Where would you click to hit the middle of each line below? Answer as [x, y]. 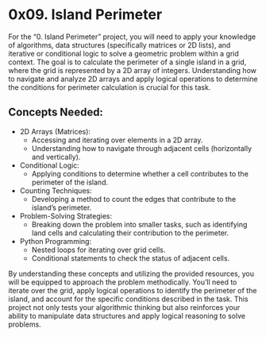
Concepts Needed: [56, 112]
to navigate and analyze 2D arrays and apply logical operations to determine [133, 79]
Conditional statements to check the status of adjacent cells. [131, 258]
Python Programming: [56, 241]
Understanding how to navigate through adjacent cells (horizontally [142, 148]
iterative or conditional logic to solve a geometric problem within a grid [124, 53]
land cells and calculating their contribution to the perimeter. [130, 233]
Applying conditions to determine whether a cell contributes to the [140, 173]
